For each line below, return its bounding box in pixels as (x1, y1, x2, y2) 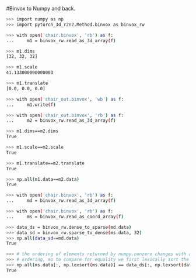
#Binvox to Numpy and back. (6, 5, 76, 12)
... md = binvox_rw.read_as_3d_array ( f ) (6, 198, 116, 204)
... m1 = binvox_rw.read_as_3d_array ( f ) (6, 37, 116, 43)
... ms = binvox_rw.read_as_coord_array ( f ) (6, 214, 124, 219)
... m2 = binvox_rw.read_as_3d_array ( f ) (6, 118, 116, 123)
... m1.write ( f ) (6, 102, 57, 108)
